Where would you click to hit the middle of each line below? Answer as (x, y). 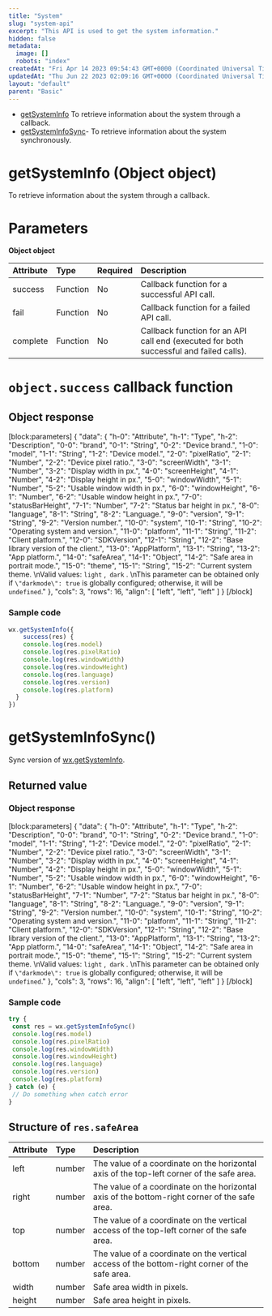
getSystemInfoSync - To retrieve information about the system (123, 131)
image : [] (32, 54)
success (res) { (49, 637)
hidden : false (32, 39)
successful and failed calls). (193, 351)
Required (115, 271)
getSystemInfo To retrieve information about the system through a (130, 114)
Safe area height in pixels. (142, 1301)
